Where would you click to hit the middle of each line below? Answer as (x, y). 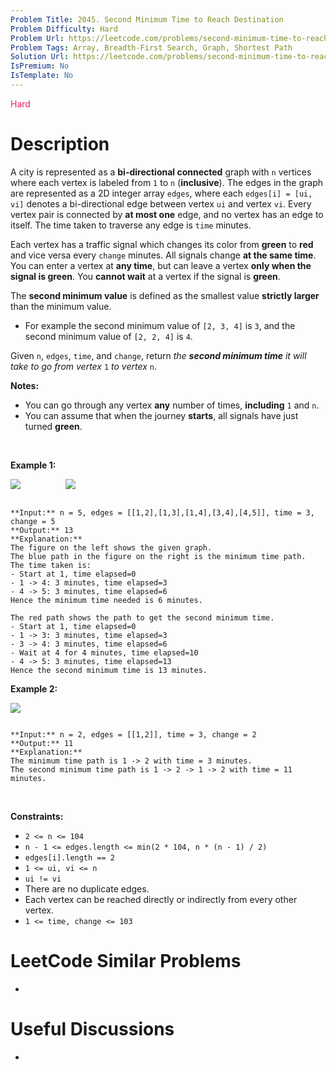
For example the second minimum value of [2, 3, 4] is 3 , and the (160, 325)
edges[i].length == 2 (69, 857)
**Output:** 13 (42, 530)
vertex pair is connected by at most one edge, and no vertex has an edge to (167, 214)
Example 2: (34, 688)
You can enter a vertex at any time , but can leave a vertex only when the (161, 265)
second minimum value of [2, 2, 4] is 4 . (108, 336)
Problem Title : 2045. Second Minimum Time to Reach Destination (147, 19)
